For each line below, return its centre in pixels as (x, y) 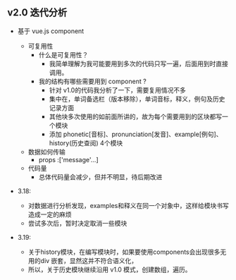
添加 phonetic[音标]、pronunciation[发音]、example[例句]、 (136, 134)
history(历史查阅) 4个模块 (86, 142)
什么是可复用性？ (63, 54)
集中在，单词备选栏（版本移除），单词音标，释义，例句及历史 (137, 99)
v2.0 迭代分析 (37, 13)
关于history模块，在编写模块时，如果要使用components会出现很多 (124, 252)
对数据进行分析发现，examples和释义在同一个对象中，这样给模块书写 (128, 205)
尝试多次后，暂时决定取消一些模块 (77, 223)
